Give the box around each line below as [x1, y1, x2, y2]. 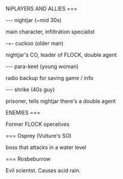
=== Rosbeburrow [5, 155, 51, 162]
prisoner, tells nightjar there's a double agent [5, 98, 116, 104]
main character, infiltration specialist [5, 28, 95, 35]
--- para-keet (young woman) [5, 63, 79, 70]
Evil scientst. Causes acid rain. [5, 167, 81, 174]
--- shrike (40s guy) [5, 86, 55, 93]
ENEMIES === [5, 109, 41, 116]
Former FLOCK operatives [5, 121, 70, 128]
